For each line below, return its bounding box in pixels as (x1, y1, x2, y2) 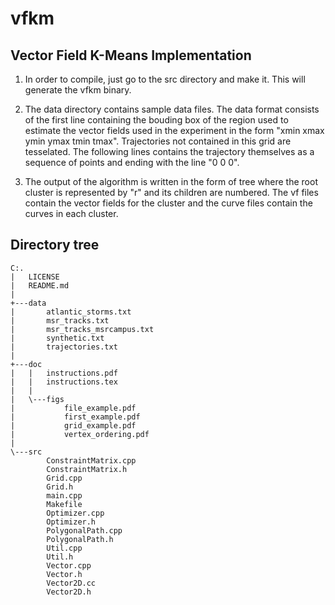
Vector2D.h (46, 587, 92, 597)
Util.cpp (46, 543, 83, 553)
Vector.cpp (46, 560, 92, 571)
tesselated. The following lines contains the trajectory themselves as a (24, 146, 315, 157)
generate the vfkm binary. (24, 84, 132, 96)
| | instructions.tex (10, 377, 118, 387)
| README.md (10, 280, 70, 291)
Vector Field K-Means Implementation (10, 47, 252, 64)
